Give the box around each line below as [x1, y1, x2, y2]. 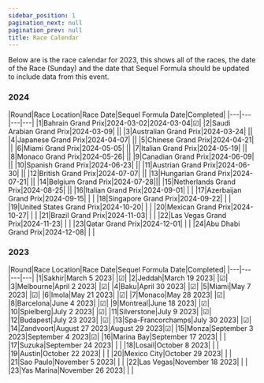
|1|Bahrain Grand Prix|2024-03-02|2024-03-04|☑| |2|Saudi [35, 118, 231, 127]
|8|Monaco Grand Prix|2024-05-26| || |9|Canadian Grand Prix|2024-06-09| [8, 152, 255, 161]
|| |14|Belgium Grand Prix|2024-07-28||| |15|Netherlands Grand [30, 177, 236, 186]
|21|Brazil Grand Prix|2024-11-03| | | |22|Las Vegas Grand [39, 210, 227, 220]
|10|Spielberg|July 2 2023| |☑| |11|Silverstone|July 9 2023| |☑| [8, 306, 212, 316]
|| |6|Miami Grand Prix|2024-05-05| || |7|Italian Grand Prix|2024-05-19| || [8, 143, 247, 152]
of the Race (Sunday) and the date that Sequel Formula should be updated [8, 64, 250, 73]
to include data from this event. [8, 72, 110, 81]
